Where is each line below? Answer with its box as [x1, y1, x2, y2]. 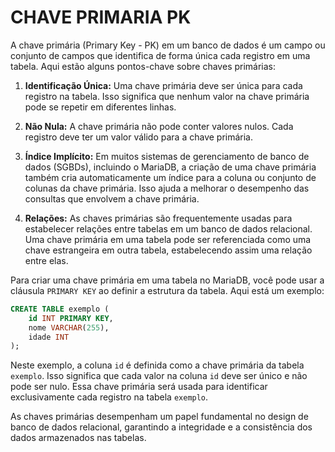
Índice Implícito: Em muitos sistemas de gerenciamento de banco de [24, 150, 310, 162]
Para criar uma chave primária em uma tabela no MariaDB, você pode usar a [10, 274, 325, 286]
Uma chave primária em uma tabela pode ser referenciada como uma [24, 233, 312, 245]
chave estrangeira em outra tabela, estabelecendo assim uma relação [24, 244, 313, 256]
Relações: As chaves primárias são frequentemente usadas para [24, 212, 293, 224]
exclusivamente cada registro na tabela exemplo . [10, 391, 209, 403]
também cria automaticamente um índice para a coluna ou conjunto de [24, 171, 317, 183]
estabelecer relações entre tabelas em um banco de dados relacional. [24, 222, 313, 235]
